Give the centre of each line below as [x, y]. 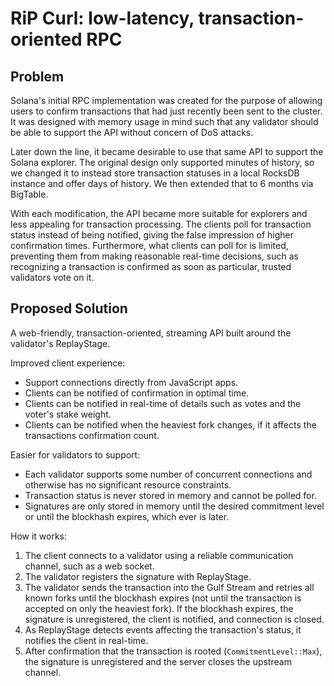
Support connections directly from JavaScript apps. [131, 382]
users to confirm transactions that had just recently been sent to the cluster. [166, 111]
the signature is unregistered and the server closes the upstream [158, 661]
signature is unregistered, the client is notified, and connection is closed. [174, 619]
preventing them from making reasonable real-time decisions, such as [154, 256]
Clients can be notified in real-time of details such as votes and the [163, 403]
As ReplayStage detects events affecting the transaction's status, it [163, 629]
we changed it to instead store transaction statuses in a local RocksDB [155, 173]
